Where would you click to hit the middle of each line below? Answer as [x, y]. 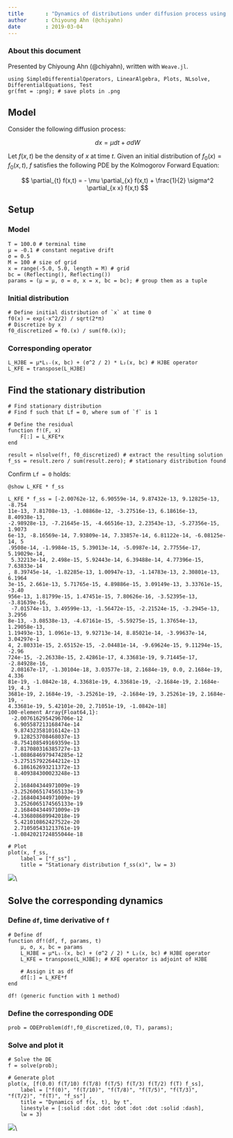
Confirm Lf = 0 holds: [40, 474]
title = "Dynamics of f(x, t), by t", [77, 1102]
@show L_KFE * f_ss [36, 487]
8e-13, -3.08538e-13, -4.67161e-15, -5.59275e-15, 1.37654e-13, [103, 621]
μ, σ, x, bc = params [51, 947]
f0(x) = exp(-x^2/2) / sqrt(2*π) [56, 319]
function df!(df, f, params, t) [55, 941]
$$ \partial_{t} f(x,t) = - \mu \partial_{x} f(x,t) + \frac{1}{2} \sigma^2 [118, 180]
